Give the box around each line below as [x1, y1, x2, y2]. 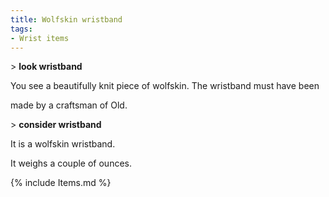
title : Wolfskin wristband [10, 14, 123, 25]
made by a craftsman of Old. [10, 99, 128, 111]
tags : [10, 24, 33, 34]
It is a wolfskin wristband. [10, 138, 116, 150]
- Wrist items [10, 33, 70, 43]
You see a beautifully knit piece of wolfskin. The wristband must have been [10, 80, 320, 92]
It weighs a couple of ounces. [10, 157, 133, 170]
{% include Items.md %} [10, 177, 112, 189]
